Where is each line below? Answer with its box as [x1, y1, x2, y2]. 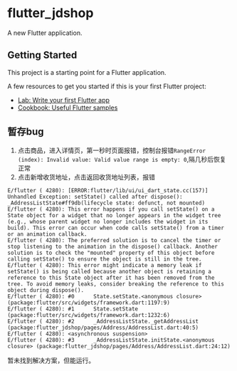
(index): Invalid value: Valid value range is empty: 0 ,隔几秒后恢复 [17, 155, 226, 163]
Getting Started [7, 49, 78, 61]
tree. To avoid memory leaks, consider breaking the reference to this [7, 280, 224, 288]
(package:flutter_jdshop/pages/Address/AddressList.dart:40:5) [7, 324, 199, 331]
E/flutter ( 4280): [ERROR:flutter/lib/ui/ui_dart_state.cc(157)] [7, 187, 209, 194]
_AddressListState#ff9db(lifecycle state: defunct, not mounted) [7, 199, 205, 207]
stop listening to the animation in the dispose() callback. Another [7, 243, 218, 250]
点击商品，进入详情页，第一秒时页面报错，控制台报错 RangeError [17, 146, 206, 155]
